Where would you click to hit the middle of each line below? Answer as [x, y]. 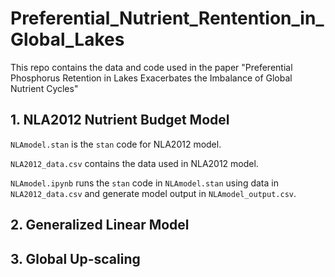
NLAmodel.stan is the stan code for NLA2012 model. [116, 144]
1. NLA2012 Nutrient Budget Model [120, 120]
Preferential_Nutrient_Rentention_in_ [167, 18]
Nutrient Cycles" [44, 88]
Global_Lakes [67, 39]
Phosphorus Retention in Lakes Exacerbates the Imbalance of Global [151, 78]
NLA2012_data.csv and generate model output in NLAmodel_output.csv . [153, 193]
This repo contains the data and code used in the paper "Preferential [151, 67]
